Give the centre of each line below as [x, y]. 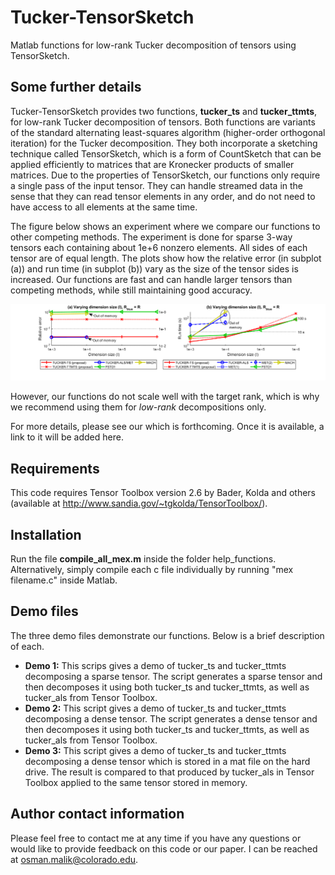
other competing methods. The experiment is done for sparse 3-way [151, 237]
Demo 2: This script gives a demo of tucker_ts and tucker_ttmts [155, 708]
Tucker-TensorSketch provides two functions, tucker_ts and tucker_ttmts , [164, 111]
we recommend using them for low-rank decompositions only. [138, 407]
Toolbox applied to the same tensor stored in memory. [136, 782]
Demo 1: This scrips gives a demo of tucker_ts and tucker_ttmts [155, 665]
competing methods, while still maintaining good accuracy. [131, 290]
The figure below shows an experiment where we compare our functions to [165, 226]
